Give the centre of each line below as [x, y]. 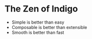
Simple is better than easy [38, 22]
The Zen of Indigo [41, 9]
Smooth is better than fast [38, 32]
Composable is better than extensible [49, 27]
